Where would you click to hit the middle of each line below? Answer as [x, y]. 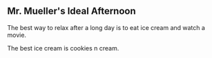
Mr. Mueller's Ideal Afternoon [71, 11]
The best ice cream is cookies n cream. [63, 48]
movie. [17, 35]
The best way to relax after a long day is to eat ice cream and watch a [106, 27]
